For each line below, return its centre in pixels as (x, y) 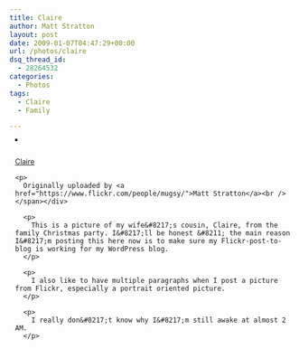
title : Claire (36, 18)
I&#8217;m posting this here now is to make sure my (116, 241)
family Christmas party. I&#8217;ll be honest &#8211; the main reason (153, 233)
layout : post (34, 34)
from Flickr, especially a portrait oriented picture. (120, 289)
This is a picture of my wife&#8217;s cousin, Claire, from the (154, 226)
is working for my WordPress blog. (102, 250)
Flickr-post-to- (252, 241)
